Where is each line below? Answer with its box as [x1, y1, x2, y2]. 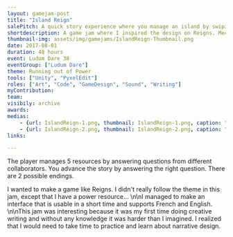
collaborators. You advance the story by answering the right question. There [7, 164, 225, 173]
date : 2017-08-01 [7, 42, 58, 49]
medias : [7, 113, 30, 120]
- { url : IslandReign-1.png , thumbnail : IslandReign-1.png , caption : [19, 119, 222, 126]
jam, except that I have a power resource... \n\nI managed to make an [7, 193, 205, 201]
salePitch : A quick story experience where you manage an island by [7, 23, 209, 30]
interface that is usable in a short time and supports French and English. [7, 200, 213, 208]
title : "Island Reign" [7, 17, 73, 23]
